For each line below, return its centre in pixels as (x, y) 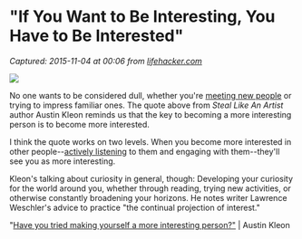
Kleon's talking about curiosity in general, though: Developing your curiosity (151, 178)
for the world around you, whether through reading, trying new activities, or (151, 188)
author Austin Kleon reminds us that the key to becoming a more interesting (151, 114)
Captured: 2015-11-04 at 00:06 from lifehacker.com (106, 61)
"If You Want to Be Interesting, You (142, 17)
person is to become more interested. (79, 124)
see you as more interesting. (63, 161)
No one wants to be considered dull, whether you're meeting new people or (151, 95)
